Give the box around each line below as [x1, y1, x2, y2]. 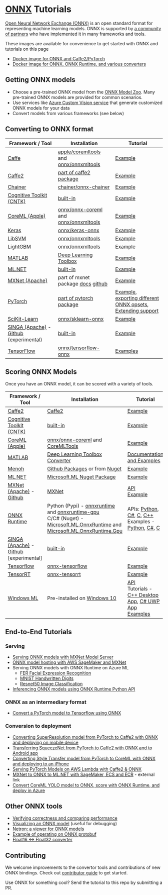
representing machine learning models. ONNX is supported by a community [5, 25, 161, 31]
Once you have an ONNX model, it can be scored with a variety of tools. [5, 381, 153, 387]
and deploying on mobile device [12, 739, 78, 745]
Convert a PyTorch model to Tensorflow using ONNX [12, 710, 121, 716]
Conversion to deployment [5, 723, 71, 730]
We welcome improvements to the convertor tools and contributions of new [5, 864, 161, 870]
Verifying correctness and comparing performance [12, 815, 117, 821]
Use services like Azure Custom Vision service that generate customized [12, 100, 162, 106]
